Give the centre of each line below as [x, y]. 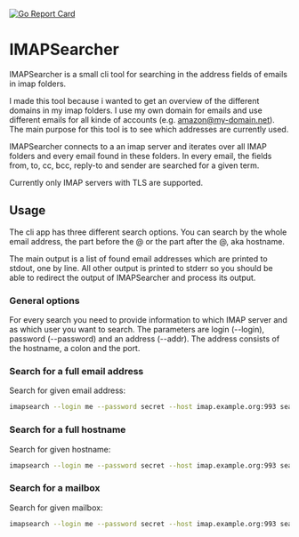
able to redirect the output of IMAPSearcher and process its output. [133, 277]
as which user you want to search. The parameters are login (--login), [137, 330]
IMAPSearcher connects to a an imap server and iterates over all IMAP [138, 146]
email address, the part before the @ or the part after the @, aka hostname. [147, 241]
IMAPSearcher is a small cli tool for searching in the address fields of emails [148, 74]
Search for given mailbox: [56, 508]
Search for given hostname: [60, 449]
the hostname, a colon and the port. [75, 349]
